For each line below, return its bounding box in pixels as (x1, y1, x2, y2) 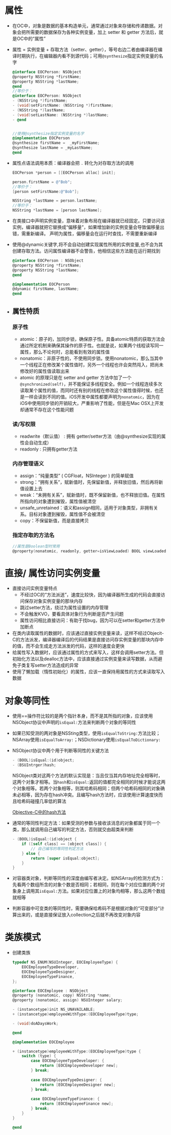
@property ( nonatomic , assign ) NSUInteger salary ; (12, 997, 123, 1003)
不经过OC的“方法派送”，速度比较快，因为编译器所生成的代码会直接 (19, 592, 161, 598)
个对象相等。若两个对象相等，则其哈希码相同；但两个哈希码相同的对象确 (12, 786, 165, 792)
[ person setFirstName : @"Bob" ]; (12, 189, 79, 194)
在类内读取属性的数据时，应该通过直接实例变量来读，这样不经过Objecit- (12, 630, 164, 636)
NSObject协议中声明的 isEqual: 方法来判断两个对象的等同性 (12, 719, 137, 726)
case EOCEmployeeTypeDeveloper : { (31, 1058, 104, 1064)
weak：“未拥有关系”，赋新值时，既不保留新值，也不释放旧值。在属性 (19, 492, 165, 498)
